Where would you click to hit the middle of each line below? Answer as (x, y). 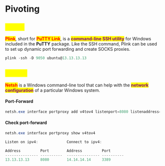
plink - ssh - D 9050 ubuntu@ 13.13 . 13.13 (46, 58)
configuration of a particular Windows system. (53, 90)
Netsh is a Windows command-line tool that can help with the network (77, 85)
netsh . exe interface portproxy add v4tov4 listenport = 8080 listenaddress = (83, 112)
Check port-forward (26, 123)
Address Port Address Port (58, 151)
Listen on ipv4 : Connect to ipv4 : (54, 142)
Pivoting (23, 9)
